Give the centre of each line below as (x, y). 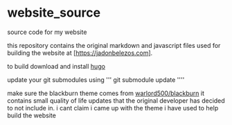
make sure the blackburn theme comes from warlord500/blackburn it (106, 93)
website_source (54, 13)
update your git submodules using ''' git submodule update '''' (96, 80)
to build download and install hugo (56, 66)
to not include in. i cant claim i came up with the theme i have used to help (113, 108)
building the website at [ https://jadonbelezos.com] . (80, 53)
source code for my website (47, 32)
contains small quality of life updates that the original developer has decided (116, 100)
